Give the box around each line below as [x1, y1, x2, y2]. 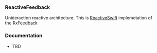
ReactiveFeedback [5, 4, 50, 11]
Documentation [5, 32, 43, 39]
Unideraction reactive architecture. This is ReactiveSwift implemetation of [5, 15, 152, 21]
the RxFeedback [5, 20, 38, 26]
